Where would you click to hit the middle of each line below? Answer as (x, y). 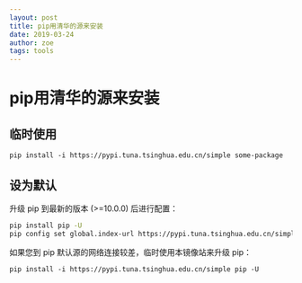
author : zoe (31, 43)
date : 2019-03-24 (42, 34)
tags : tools (31, 51)
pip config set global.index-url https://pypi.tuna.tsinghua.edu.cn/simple (154, 234)
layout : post (34, 18)
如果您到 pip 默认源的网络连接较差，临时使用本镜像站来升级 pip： (130, 252)
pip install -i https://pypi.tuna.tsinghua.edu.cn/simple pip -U (134, 269)
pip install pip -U (46, 226)
